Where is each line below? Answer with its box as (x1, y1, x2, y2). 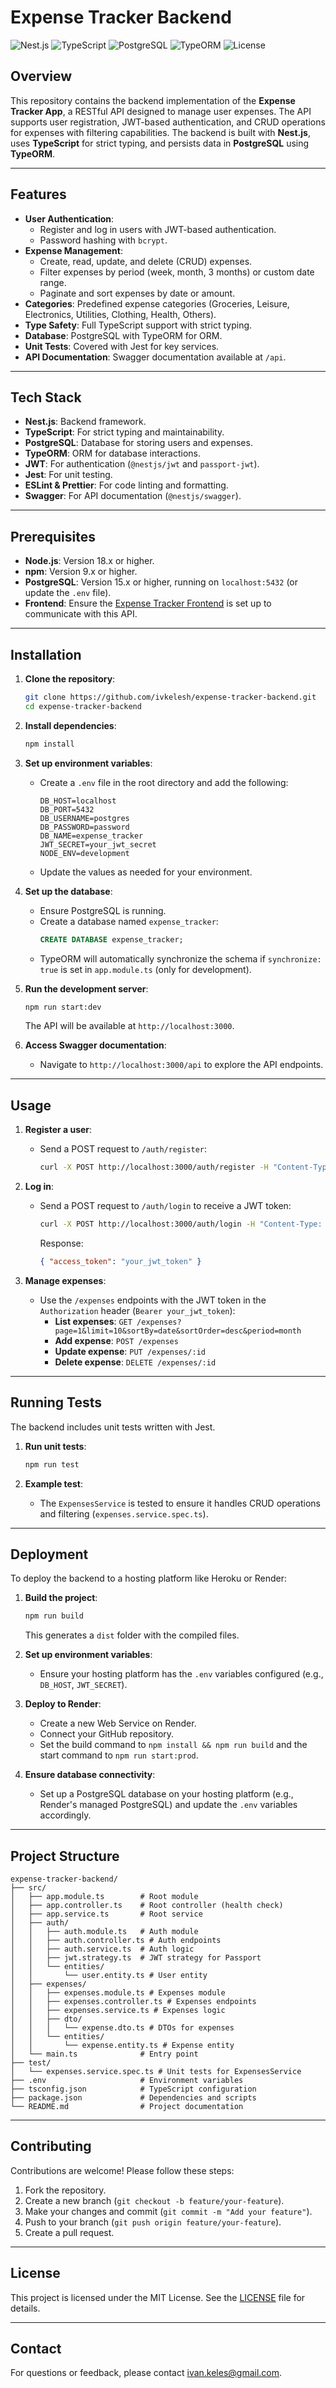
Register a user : (24, 1124, 93, 1136)
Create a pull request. (24, 2226, 115, 2238)
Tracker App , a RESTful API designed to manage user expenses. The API (10, 105, 312, 117)
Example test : (24, 1477, 83, 1490)
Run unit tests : (24, 1440, 87, 1452)
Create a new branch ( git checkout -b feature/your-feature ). (24, 2194, 285, 2206)
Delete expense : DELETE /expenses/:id (54, 1356, 217, 1368)
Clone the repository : (24, 673, 116, 685)
